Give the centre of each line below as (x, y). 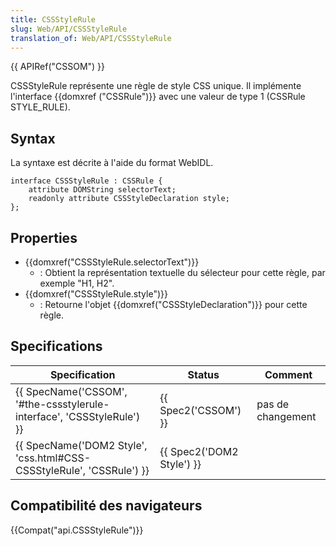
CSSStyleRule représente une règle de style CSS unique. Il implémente (156, 86)
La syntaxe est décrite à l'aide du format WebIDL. (112, 163)
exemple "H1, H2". (77, 283)
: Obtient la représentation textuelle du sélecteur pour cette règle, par (182, 272)
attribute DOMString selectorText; (102, 190)
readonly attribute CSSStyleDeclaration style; (129, 199)
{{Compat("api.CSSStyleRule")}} (77, 530)
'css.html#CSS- (53, 458)
